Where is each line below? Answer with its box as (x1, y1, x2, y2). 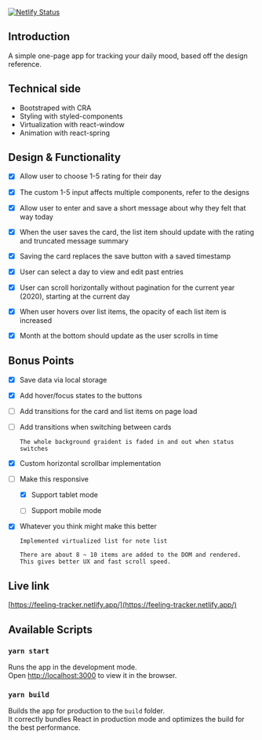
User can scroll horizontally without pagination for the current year (19, 283, 235, 292)
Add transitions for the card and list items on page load (19, 406, 198, 416)
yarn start (8, 647, 49, 655)
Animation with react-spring (19, 128, 111, 137)
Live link (8, 579, 49, 592)
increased (19, 315, 53, 325)
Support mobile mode (31, 506, 102, 515)
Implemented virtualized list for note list (19, 537, 168, 545)
